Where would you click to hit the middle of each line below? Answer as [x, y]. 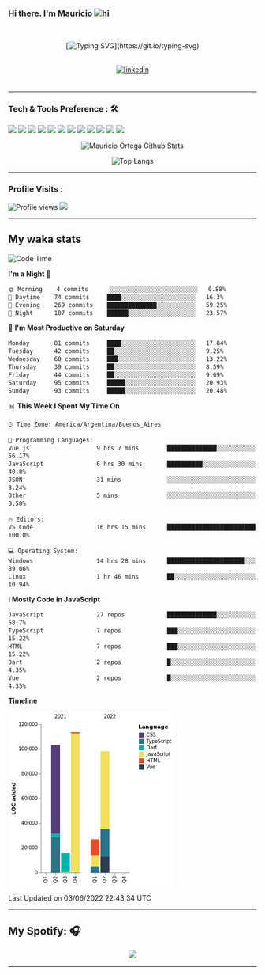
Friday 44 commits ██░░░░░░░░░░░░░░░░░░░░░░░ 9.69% [116, 375]
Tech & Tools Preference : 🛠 [63, 109]
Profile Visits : [35, 188]
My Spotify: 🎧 [45, 931]
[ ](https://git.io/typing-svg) [132, 46]
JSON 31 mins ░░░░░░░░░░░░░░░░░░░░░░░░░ [132, 480]
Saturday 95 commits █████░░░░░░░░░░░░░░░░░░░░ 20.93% [118, 383]
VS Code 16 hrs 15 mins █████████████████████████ [132, 527]
